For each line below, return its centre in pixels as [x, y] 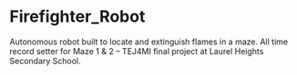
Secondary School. [46, 61]
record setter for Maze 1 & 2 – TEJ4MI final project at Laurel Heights [137, 51]
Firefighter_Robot [77, 17]
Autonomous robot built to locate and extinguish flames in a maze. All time [149, 42]
